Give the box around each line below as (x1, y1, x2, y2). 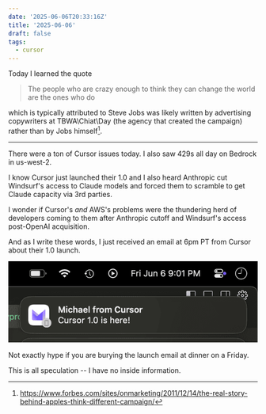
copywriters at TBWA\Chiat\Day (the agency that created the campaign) (8, 116, 243, 126)
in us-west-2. (8, 157, 52, 166)
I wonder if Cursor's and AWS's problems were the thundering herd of (8, 204, 237, 214)
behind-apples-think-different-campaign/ (19, 397, 155, 407)
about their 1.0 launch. (8, 245, 81, 255)
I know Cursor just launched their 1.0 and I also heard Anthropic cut (8, 173, 228, 182)
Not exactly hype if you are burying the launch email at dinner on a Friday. (8, 351, 249, 360)
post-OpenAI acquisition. (8, 222, 89, 231)
